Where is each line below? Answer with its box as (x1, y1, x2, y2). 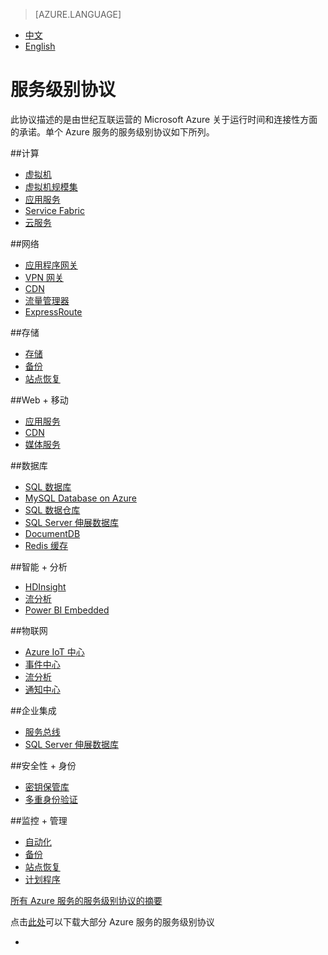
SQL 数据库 (24, 480, 72, 493)
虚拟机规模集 (24, 180, 78, 193)
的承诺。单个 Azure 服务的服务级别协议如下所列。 (10, 125, 215, 138)
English (24, 40, 56, 52)
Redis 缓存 (24, 539, 69, 551)
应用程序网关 (24, 259, 78, 271)
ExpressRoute (24, 305, 83, 318)
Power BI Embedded (24, 604, 110, 616)
